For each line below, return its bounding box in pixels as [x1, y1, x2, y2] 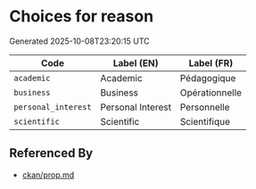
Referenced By [9, 145, 94, 161]
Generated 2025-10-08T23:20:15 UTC [9, 36, 150, 46]
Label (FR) [188, 56, 234, 69]
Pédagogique [179, 71, 236, 84]
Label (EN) [112, 56, 159, 69]
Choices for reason [9, 6, 154, 27]
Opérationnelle [179, 86, 243, 99]
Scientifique [179, 115, 230, 127]
